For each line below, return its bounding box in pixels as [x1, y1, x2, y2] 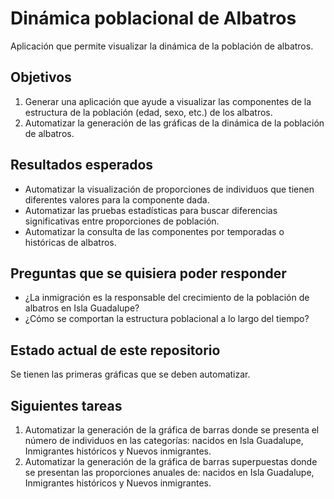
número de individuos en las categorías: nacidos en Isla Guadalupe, [24, 435, 304, 446]
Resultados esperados [10, 157, 154, 174]
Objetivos [10, 69, 72, 86]
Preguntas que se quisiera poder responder [10, 265, 287, 282]
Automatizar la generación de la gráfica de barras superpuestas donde [24, 456, 318, 467]
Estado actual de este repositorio [10, 342, 221, 359]
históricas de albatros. [24, 236, 117, 248]
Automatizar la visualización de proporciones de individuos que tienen [24, 183, 315, 195]
